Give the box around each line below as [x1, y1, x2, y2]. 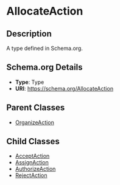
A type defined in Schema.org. [6, 44, 83, 52]
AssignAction [15, 159, 49, 166]
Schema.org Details [6, 62, 83, 72]
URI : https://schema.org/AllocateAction [15, 85, 114, 92]
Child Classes [6, 136, 60, 147]
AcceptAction [15, 152, 50, 159]
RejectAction [15, 172, 48, 179]
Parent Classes [6, 102, 65, 113]
